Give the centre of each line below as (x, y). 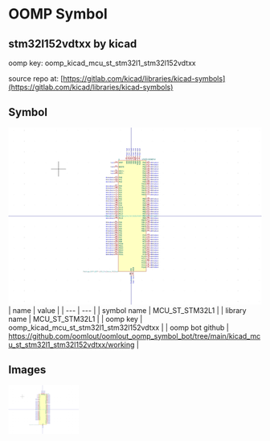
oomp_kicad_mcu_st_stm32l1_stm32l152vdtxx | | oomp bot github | (119, 328)
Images (27, 370)
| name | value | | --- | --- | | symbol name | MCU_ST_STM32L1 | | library (127, 310)
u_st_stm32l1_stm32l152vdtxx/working (72, 344)
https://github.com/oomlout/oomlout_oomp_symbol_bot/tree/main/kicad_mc (135, 336)
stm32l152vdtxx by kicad (73, 44)
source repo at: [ (36, 78)
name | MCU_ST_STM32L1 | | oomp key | (76, 319)
